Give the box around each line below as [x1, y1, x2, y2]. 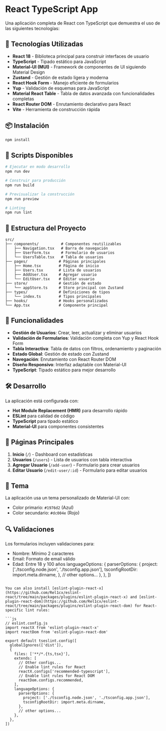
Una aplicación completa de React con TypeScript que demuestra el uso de [5, 20, 161, 26]
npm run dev [5, 169, 30, 174]
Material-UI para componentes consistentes [12, 423, 104, 429]
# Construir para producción [5, 178, 66, 183]
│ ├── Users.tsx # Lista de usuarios [5, 268, 101, 273]
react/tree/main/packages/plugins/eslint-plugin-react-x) [5, 594, 128, 600]
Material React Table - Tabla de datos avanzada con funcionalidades [12, 90, 155, 96]
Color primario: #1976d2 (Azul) [12, 504, 74, 511]
